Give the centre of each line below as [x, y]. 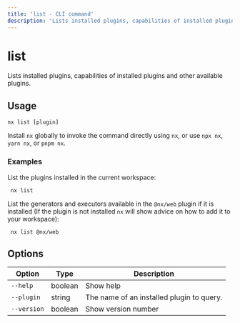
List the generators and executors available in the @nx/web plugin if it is [111, 204]
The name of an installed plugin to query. [154, 297]
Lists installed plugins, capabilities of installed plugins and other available [115, 76]
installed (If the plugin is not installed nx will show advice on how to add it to [119, 211]
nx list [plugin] [33, 122]
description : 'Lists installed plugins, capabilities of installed [110, 21]
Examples [25, 161]
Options [26, 253]
